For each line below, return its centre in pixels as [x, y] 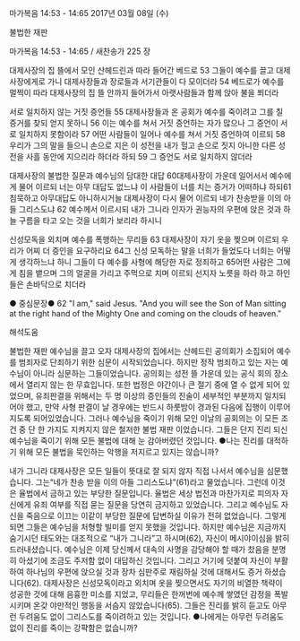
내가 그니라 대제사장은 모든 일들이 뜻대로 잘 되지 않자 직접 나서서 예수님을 [137, 471]
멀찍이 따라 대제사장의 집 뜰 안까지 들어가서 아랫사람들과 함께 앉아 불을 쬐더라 [144, 93]
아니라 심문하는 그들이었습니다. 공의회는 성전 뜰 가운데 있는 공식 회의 [152, 373]
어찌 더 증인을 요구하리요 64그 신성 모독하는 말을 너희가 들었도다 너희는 [150, 251]
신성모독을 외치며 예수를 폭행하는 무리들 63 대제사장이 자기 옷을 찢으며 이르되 [144, 239]
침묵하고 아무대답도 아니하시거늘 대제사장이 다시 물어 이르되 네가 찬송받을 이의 [146, 198]
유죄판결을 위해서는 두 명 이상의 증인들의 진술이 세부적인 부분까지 [149, 396]
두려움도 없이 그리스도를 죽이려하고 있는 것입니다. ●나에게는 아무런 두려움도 [151, 616]
